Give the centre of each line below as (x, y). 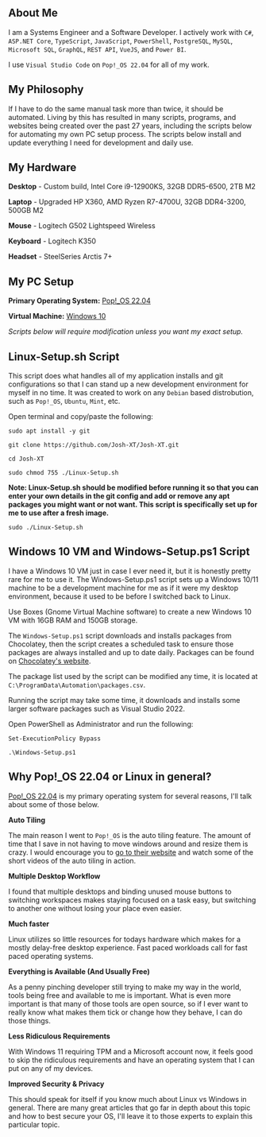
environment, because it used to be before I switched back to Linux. (120, 596)
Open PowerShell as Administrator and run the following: (101, 724)
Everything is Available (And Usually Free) (79, 971)
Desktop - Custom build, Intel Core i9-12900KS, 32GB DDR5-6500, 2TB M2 (132, 187)
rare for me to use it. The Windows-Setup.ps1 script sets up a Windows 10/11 (133, 579)
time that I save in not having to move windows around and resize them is (128, 844)
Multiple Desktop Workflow (54, 876)
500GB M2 (26, 211)
